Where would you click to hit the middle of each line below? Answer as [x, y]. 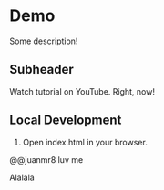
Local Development [66, 120]
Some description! [44, 41]
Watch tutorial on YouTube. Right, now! [82, 91]
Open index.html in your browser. [85, 142]
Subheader [42, 70]
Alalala [22, 177]
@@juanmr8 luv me [46, 159]
